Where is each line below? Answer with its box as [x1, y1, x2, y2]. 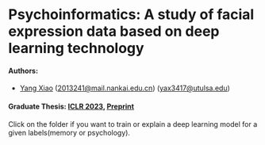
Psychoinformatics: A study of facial [8, 6, 255, 24]
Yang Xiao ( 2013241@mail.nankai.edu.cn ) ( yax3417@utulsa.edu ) [19, 83, 230, 93]
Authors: [8, 66, 38, 75]
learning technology [8, 40, 144, 57]
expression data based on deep [8, 22, 220, 40]
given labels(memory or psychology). [8, 128, 131, 137]
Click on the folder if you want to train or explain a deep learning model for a [8, 119, 258, 128]
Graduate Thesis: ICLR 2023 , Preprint [8, 101, 135, 111]
